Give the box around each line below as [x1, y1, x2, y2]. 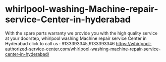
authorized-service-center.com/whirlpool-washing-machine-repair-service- [5, 46, 161, 52]
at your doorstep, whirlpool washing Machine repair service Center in [5, 35, 147, 41]
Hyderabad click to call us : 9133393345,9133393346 [5, 40, 115, 46]
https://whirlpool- [115, 40, 152, 46]
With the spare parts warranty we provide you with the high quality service [5, 30, 158, 36]
